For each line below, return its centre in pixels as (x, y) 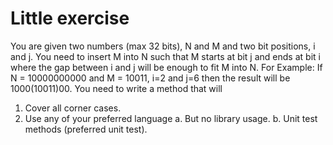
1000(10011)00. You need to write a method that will (116, 88)
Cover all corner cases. (73, 108)
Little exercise (70, 18)
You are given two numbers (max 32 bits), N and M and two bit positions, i (163, 46)
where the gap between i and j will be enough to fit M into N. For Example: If (166, 67)
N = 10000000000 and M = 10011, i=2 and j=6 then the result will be (150, 78)
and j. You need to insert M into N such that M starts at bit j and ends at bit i (165, 56)
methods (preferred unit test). (86, 129)
